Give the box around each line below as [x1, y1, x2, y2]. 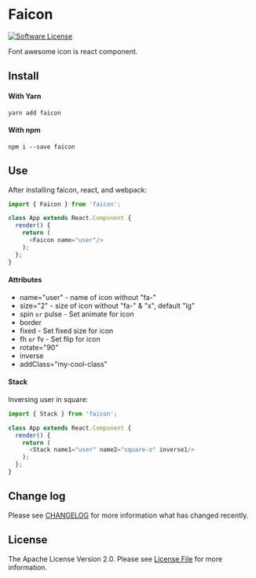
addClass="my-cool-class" [19, 359, 108, 368]
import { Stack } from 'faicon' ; [8, 410, 118, 418]
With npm [8, 126, 41, 135]
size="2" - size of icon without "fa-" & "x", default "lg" [19, 301, 195, 310]
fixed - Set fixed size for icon [19, 326, 114, 335]
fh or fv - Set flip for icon [19, 334, 101, 343]
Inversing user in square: [8, 394, 89, 404]
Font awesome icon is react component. [8, 46, 138, 56]
